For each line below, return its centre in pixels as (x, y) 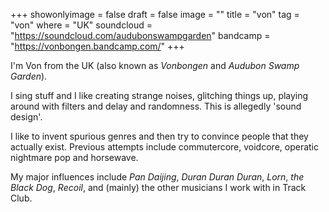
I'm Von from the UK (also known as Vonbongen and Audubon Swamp (155, 65)
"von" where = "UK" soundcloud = (81, 25)
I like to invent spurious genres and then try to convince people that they (159, 136)
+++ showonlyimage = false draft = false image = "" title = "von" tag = (155, 14)
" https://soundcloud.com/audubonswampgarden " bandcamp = (140, 35)
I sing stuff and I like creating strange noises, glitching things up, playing (159, 95)
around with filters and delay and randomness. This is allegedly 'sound (156, 106)
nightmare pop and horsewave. (74, 157)
